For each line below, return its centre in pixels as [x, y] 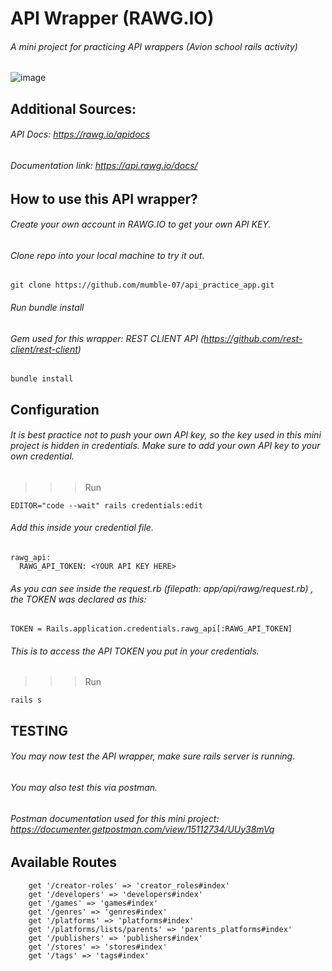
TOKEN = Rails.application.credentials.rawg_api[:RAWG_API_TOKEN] [151, 629]
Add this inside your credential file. [82, 528]
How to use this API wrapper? [104, 198]
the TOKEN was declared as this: [78, 599]
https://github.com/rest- [253, 338]
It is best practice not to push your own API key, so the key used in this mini [166, 435]
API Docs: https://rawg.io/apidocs [80, 134]
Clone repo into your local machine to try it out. [107, 255]
